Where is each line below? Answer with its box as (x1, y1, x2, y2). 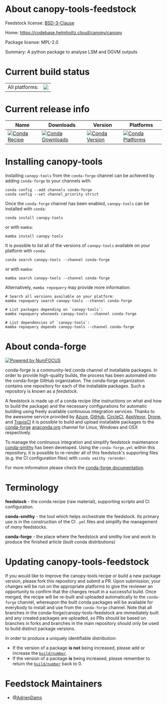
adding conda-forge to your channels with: (5, 177, 92, 183)
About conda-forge (5, 341, 86, 352)
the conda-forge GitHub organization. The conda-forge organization (5, 377, 145, 383)
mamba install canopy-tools (5, 234, 64, 239)
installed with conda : (5, 205, 46, 212)
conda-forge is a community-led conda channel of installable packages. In (5, 367, 158, 373)
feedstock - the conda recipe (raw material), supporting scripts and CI (5, 498, 150, 504)
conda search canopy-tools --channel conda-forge (5, 257, 110, 262)
